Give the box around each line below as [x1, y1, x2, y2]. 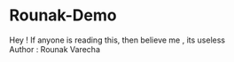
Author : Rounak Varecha [9, 43, 100, 54]
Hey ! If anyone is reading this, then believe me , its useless [9, 35, 226, 45]
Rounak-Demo [9, 5, 117, 26]
